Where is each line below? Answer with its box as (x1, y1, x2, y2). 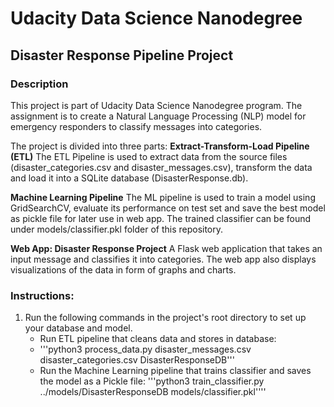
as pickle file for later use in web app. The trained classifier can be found (10, 212, 312, 224)
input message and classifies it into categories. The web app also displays (10, 253, 317, 265)
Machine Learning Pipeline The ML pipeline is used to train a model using (10, 191, 316, 203)
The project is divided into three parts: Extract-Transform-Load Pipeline (10, 140, 310, 152)
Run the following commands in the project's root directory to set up (24, 312, 307, 324)
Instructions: (10, 288, 75, 302)
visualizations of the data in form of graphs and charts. (10, 263, 237, 276)
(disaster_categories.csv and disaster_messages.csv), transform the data (10, 161, 313, 173)
